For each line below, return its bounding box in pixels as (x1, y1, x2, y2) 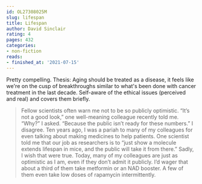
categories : (6, 43, 36, 49)
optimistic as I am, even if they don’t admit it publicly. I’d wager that (21, 158, 188, 165)
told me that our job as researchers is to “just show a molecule (21, 139, 177, 146)
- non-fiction (6, 48, 42, 54)
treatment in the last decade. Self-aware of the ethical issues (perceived (6, 89, 186, 96)
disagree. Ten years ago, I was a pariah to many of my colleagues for (21, 126, 193, 133)
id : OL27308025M (6, 8, 47, 15)
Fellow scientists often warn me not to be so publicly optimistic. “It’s (21, 107, 190, 114)
